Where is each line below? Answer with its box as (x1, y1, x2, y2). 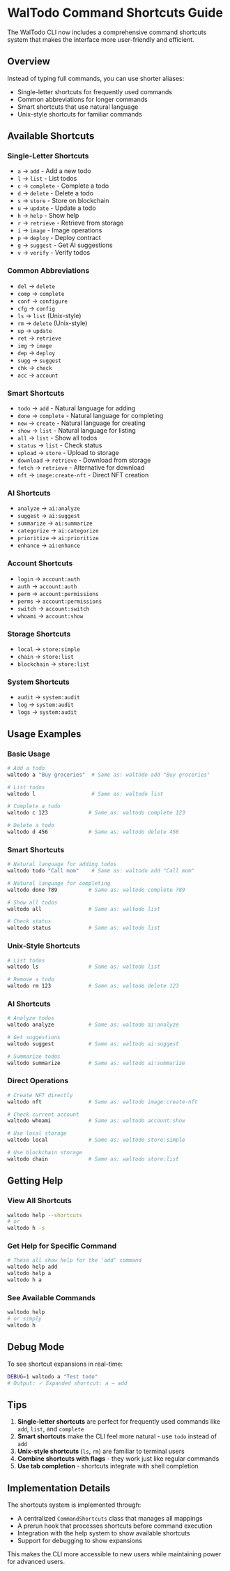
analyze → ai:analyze (17, 504, 80, 512)
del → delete (17, 281, 56, 290)
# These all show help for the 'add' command (7, 1257, 141, 1264)
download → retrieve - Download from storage (17, 456, 151, 465)
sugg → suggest (17, 356, 61, 364)
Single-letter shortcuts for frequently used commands (17, 87, 173, 96)
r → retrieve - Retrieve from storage (17, 218, 124, 228)
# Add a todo (7, 764, 45, 772)
